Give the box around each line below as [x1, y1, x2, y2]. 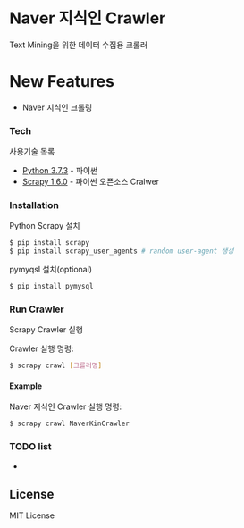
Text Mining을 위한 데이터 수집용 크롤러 [9, 39, 148, 50]
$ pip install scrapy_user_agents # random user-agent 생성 [9, 247, 234, 256]
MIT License [9, 510, 55, 521]
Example [9, 381, 43, 391]
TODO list [9, 440, 52, 453]
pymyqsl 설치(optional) [9, 264, 92, 275]
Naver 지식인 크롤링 [21, 102, 93, 113]
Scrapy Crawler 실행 [9, 324, 83, 335]
